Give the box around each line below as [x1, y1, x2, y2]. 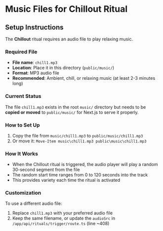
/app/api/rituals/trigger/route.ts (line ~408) [12, 221, 110, 227]
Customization [5, 190, 41, 197]
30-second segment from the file [12, 166, 80, 173]
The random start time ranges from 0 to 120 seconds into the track [12, 172, 148, 178]
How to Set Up [5, 122, 41, 129]
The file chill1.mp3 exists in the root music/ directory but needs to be [5, 104, 146, 110]
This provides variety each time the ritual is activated [12, 177, 121, 183]
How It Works [5, 150, 39, 157]
